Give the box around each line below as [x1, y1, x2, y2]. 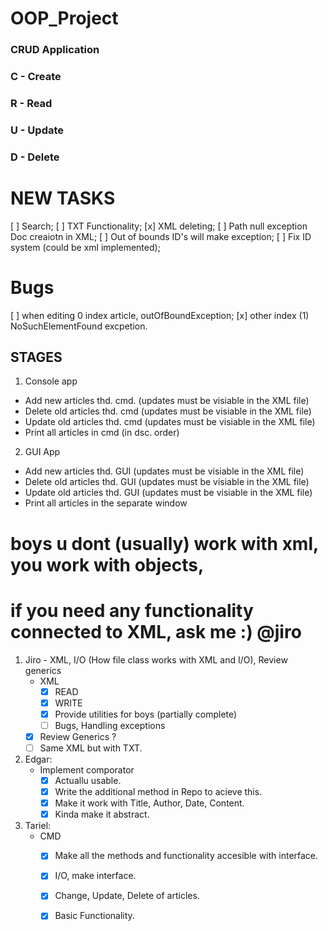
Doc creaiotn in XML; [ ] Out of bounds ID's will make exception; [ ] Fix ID [10, 230, 312, 242]
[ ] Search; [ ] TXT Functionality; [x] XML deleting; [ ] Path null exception [10, 220, 308, 232]
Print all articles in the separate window [24, 497, 188, 509]
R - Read [10, 96, 53, 110]
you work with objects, [10, 553, 205, 576]
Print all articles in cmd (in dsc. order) [24, 427, 180, 439]
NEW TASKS [10, 187, 116, 209]
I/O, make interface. [54, 870, 137, 882]
